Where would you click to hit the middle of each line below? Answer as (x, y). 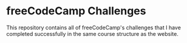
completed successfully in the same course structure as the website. (93, 33)
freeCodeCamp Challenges (76, 11)
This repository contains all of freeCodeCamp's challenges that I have (93, 27)
